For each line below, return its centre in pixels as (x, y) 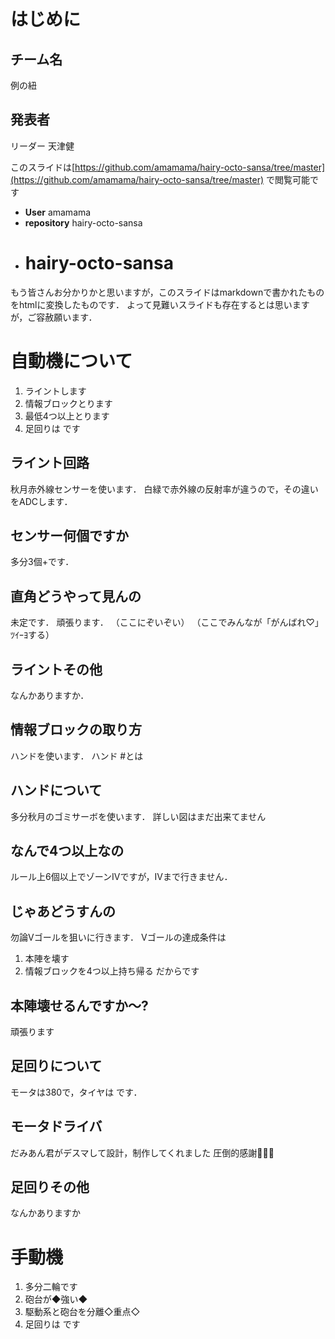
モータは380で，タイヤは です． (76, 1092)
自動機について (71, 361)
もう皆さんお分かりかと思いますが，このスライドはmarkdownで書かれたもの (167, 292)
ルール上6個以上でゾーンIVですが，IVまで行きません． (121, 877)
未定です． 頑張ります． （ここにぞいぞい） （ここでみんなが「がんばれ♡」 (167, 622)
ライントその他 (56, 669)
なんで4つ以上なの (67, 850)
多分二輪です (51, 1287)
